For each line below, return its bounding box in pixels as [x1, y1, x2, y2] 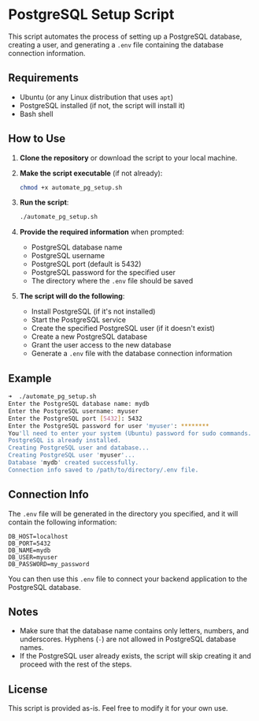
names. [19, 643, 44, 652]
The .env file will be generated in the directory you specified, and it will [8, 509, 239, 518]
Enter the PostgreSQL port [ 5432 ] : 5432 [8, 415, 143, 422]
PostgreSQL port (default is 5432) [31, 259, 142, 269]
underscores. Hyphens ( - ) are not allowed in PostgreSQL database [19, 634, 236, 644]
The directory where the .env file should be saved [31, 276, 194, 286]
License [8, 682, 48, 696]
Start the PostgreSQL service [31, 315, 126, 325]
